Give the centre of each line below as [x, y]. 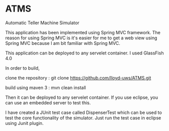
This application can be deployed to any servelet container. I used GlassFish [85, 53]
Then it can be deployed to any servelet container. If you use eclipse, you [82, 97]
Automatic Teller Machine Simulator [42, 23]
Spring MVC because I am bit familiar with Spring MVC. [63, 43]
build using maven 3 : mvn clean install [46, 87]
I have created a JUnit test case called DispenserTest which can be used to [83, 112]
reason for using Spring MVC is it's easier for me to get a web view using [81, 38]
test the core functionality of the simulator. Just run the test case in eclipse [83, 118]
